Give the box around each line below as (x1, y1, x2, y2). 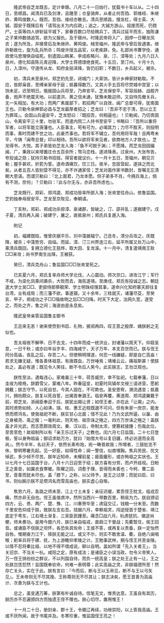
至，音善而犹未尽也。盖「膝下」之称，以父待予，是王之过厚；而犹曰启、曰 (5, 472, 155, 478)
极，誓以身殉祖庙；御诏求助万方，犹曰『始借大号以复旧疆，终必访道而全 (5, 436, 150, 441)
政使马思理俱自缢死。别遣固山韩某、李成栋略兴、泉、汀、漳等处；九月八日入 (5, 53, 159, 59)
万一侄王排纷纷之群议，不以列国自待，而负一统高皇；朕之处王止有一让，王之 (5, 556, 159, 561)
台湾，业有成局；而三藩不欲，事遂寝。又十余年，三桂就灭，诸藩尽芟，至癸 (5, 290, 155, 296)
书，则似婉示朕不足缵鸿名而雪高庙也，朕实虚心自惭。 (5, 478, 112, 484)
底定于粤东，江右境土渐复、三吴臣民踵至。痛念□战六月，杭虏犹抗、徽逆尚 (5, 513, 155, 519)
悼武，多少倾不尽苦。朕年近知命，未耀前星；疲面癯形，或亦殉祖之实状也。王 (5, 454, 159, 460)
